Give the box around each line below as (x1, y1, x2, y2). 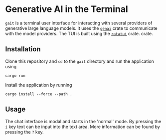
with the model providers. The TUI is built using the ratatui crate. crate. (5, 30, 153, 36)
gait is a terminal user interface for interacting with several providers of (5, 20, 153, 26)
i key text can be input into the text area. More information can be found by (5, 124, 161, 130)
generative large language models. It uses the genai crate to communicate (5, 25, 158, 31)
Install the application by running (5, 82, 72, 88)
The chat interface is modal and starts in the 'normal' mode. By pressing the (5, 118, 162, 124)
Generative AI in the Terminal (5, 3, 128, 15)
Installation (5, 45, 41, 53)
